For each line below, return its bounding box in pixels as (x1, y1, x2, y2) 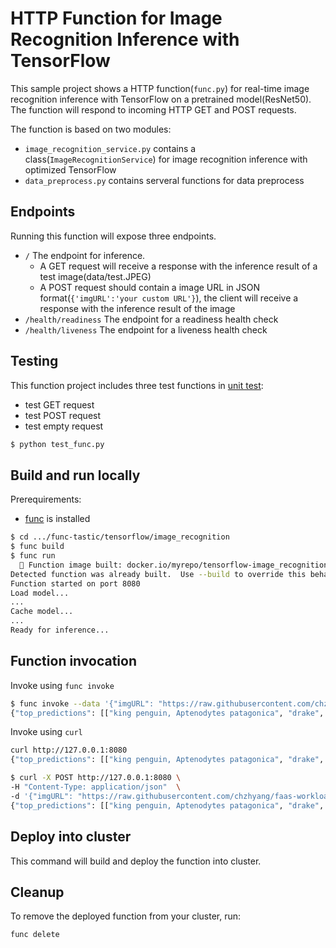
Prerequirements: (10, 493, 82, 506)
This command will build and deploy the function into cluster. (10, 855, 262, 867)
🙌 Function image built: (19, 560, 123, 570)
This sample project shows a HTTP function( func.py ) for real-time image (10, 82, 310, 94)
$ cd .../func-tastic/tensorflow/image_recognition (10, 532, 230, 542)
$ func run (10, 551, 56, 561)
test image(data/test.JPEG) (39, 270, 152, 282)
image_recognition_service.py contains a (24, 142, 197, 154)
